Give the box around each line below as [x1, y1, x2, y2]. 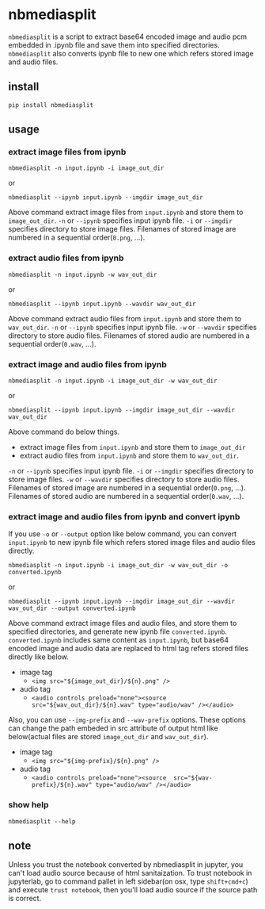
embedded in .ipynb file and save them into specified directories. [8, 40, 220, 49]
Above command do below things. [8, 427, 120, 437]
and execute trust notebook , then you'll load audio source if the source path [8, 885, 258, 895]
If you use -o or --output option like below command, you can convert [8, 529, 237, 539]
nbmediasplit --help [8, 817, 77, 826]
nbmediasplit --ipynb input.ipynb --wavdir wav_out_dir [8, 300, 196, 308]
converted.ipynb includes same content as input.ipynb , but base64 [8, 635, 229, 645]
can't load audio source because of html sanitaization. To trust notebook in [8, 869, 252, 878]
